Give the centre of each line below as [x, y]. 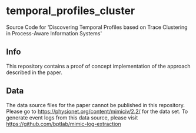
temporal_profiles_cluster [71, 11]
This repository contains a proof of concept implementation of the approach [98, 66]
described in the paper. [34, 72]
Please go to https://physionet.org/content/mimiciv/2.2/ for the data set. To [97, 111]
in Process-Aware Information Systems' [54, 33]
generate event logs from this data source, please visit [72, 117]
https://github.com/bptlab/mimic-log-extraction [64, 124]
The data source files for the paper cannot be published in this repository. [96, 105]
